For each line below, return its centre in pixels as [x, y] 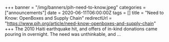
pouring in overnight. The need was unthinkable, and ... [63, 34]
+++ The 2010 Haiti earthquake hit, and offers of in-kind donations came [81, 29]
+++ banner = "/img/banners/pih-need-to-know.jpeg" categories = [75, 7]
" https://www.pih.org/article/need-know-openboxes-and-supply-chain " [80, 23]
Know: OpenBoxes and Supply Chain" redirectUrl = [58, 18]
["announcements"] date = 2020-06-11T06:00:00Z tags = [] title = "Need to [84, 13]
